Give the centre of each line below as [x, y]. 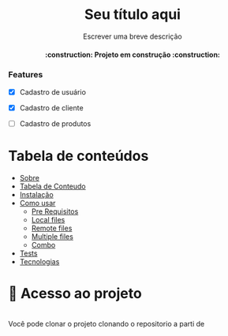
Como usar [37, 203]
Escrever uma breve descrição [133, 36]
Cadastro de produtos [55, 123]
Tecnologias [39, 261]
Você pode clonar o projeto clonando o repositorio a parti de [107, 323]
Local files [48, 219]
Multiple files [52, 236]
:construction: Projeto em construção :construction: [133, 54]
